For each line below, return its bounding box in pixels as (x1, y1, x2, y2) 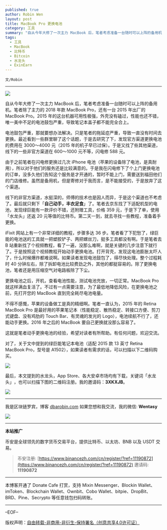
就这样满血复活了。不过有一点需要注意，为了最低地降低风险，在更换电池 (5, 284, 153, 290)
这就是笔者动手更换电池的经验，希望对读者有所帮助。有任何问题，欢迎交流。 (5, 330, 162, 336)
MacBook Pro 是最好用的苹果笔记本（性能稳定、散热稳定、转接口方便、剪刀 (5, 307, 161, 313)
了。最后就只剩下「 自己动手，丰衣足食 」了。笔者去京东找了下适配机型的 (5, 201, 153, 207)
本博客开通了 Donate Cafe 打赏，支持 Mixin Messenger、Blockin (5, 482, 137, 488)
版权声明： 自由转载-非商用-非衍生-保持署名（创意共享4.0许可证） (5, 520, 140, 526)
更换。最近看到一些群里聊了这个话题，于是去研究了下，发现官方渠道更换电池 (5, 136, 162, 142)
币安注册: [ (17, 455, 39, 461)
